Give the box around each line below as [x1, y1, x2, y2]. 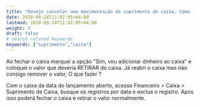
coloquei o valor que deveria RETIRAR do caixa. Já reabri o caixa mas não [6, 64, 187, 71]
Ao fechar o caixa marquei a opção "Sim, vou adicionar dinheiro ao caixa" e [6, 57, 192, 65]
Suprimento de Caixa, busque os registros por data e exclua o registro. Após [6, 88, 194, 95]
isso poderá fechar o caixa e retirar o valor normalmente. [6, 94, 146, 101]
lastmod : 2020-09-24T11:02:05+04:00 [6, 20, 97, 25]
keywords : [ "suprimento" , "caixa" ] [6, 42, 92, 48]
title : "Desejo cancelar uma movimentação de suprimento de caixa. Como [6, 8, 190, 15]
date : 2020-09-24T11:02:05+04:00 [6, 14, 89, 20]
